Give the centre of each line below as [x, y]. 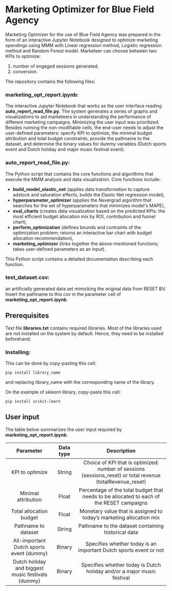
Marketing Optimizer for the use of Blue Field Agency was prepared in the [83, 34]
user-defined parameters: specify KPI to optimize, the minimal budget [79, 133]
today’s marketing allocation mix [121, 517]
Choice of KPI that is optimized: [121, 463]
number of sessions [121, 469]
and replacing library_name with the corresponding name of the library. [80, 382]
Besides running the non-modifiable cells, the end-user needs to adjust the [84, 128]
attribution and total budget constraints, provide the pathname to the [78, 139]
